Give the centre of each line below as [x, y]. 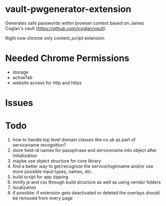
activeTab [22, 77]
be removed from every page [42, 198]
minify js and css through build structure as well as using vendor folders [86, 182]
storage [20, 72]
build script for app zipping [40, 177]
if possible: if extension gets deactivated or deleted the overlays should [86, 193]
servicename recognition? [39, 145]
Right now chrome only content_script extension [55, 38]
